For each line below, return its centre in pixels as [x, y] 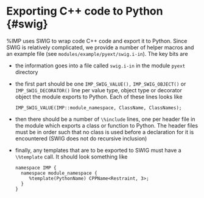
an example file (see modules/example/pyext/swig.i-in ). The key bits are [97, 53]
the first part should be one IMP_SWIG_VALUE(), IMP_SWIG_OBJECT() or [100, 84]
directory [26, 72]
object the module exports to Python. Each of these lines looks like [99, 97]
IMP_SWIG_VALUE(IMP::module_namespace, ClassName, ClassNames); [98, 108]
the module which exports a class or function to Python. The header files [107, 125]
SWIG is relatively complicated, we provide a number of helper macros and [100, 47]
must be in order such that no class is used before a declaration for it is [104, 132]
